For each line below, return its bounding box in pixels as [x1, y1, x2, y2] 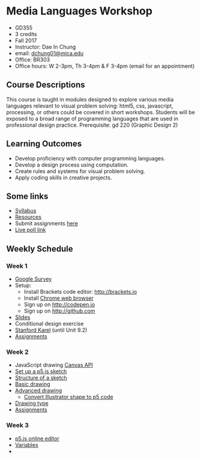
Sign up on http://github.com [23, 308, 95, 315]
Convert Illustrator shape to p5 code [23, 394, 113, 401]
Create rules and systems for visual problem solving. [14, 167, 145, 175]
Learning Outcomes [6, 139, 82, 149]
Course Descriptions [6, 80, 85, 90]
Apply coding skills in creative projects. [14, 174, 112, 181]
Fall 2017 [14, 37, 37, 44]
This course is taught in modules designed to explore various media [6, 96, 174, 103]
